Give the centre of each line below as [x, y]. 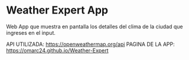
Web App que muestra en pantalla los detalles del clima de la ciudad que [94, 26]
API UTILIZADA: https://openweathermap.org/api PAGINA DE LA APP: [91, 44]
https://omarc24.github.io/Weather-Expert [57, 50]
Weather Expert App [57, 10]
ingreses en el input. [31, 32]
